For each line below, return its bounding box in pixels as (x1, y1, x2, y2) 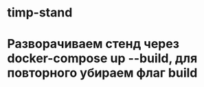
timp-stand (7, 5, 73, 21)
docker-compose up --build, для (7, 51, 198, 66)
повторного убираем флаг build (7, 65, 198, 81)
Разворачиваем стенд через (7, 36, 180, 52)
